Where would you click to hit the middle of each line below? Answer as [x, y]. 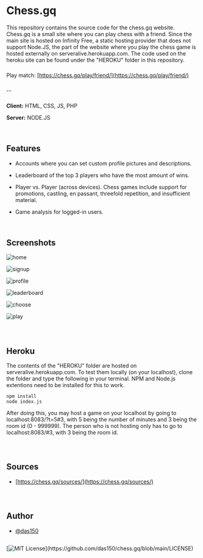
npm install [21, 397]
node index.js [24, 402]
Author [20, 516]
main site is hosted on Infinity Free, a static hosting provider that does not [98, 40]
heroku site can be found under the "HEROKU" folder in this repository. [95, 60]
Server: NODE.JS [28, 117]
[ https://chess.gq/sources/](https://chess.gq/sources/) [84, 481]
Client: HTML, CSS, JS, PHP [42, 106]
